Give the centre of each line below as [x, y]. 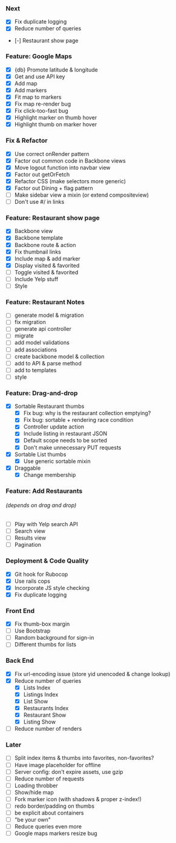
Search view [30, 531]
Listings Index [41, 694]
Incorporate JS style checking [52, 587]
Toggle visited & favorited [46, 272]
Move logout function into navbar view [62, 168]
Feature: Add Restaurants [44, 491]
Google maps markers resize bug [56, 833]
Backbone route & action [45, 245]
